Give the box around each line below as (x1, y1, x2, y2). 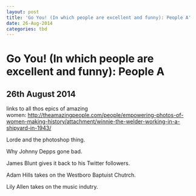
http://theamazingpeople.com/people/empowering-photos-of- (27, 112, 184, 119)
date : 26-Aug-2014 (6, 20, 53, 26)
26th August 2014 (6, 89, 76, 99)
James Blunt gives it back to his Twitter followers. (6, 160, 130, 167)
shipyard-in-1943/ (6, 124, 52, 132)
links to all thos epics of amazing (6, 105, 88, 112)
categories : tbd (6, 25, 47, 32)
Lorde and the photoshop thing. (6, 136, 86, 143)
